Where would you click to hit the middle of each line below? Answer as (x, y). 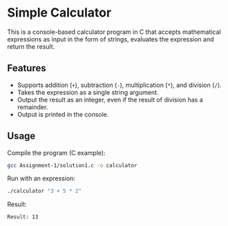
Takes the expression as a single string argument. (88, 92)
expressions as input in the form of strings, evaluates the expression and (111, 39)
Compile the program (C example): (56, 153)
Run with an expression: (41, 178)
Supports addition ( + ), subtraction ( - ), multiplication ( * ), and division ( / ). (120, 85)
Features (27, 68)
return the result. (31, 46)
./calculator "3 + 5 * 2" (44, 191)
